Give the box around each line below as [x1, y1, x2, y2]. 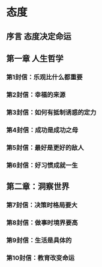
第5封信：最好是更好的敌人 [6, 143, 84, 152]
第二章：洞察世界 [6, 181, 70, 191]
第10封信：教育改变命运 [6, 253, 75, 262]
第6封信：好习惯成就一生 [6, 161, 78, 169]
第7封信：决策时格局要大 [6, 200, 78, 209]
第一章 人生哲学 [6, 53, 64, 64]
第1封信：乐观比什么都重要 [6, 73, 83, 81]
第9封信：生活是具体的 [6, 236, 72, 244]
